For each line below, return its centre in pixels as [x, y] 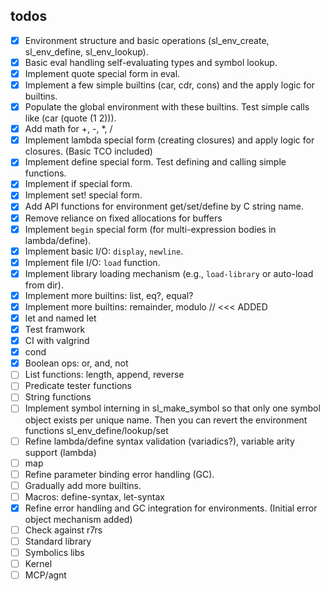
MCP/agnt [45, 575]
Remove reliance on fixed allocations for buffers [123, 218]
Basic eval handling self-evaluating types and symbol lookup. [151, 62]
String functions [58, 397]
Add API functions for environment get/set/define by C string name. [164, 206]
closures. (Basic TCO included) [88, 151]
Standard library [58, 541]
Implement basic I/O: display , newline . [104, 251]
